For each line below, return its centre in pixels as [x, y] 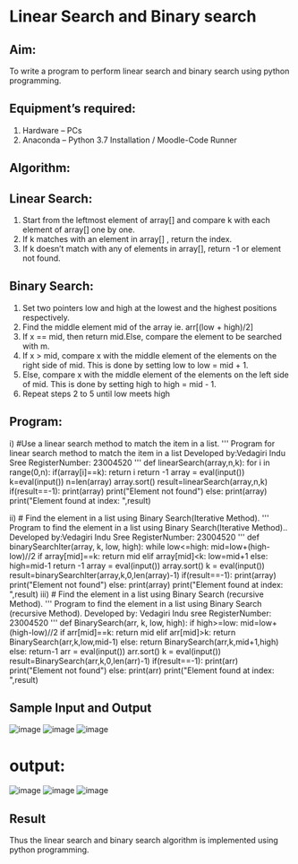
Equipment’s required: [72, 109]
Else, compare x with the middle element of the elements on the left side [155, 375]
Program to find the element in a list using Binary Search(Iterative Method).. [149, 527]
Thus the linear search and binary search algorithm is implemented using [144, 841]
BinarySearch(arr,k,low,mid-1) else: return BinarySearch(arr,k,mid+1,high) [144, 642]
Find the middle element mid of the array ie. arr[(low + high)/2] [137, 327]
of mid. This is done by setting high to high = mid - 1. [119, 384]
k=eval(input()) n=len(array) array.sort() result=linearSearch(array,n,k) [139, 481]
